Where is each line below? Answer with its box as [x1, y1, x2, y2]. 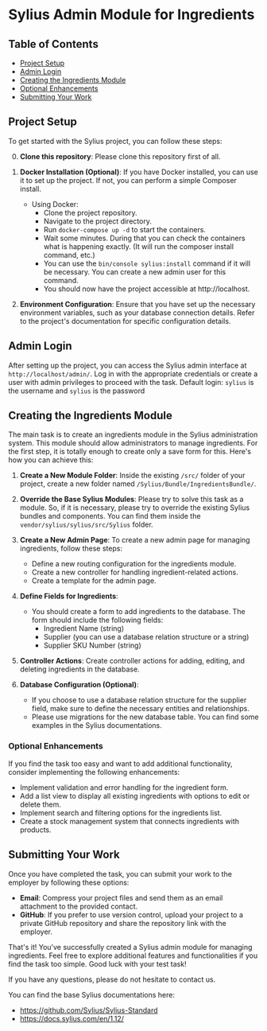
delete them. [19, 800, 61, 809]
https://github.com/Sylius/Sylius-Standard [19, 1005, 158, 1015]
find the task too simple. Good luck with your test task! [8, 959, 187, 968]
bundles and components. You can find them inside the [19, 512, 201, 521]
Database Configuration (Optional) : [19, 680, 139, 690]
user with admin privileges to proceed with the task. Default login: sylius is [8, 377, 254, 387]
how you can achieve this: [8, 455, 94, 465]
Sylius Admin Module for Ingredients [8, 6, 255, 24]
